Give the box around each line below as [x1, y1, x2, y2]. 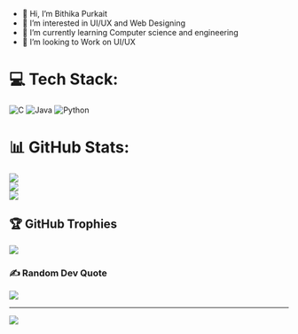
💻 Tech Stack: [9, 69, 119, 89]
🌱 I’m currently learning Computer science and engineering [21, 27, 239, 37]
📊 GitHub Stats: [9, 137, 130, 158]
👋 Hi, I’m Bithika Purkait [21, 9, 108, 19]
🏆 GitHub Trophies [9, 217, 118, 232]
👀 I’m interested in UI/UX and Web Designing [21, 18, 186, 28]
